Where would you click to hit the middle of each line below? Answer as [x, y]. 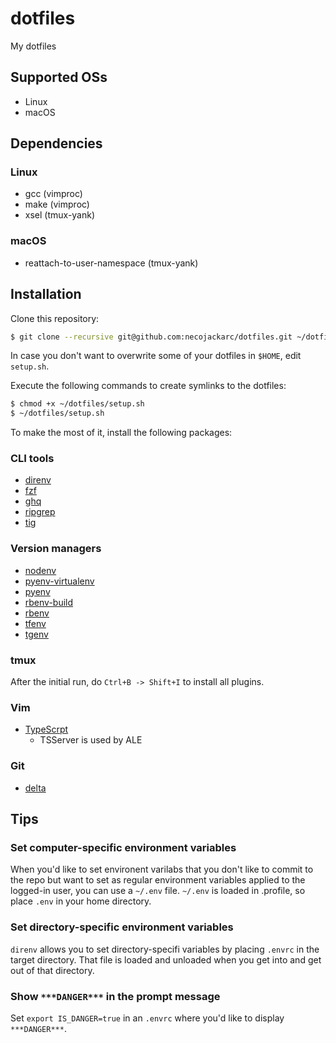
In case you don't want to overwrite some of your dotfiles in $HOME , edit [156, 356]
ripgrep [40, 512]
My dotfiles [33, 46]
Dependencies [56, 143]
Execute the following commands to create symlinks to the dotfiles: [148, 386]
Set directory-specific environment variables [122, 927]
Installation [46, 294]
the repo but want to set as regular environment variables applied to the [158, 880]
